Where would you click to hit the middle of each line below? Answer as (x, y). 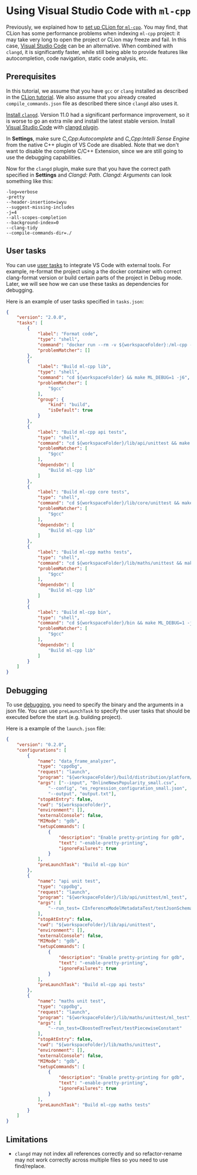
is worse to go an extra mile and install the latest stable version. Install (91, 121)
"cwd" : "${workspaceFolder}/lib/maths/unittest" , (99, 1045)
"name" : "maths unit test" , (72, 1001)
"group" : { (51, 399)
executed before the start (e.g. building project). (64, 717)
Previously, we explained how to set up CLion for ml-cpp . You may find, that (97, 27)
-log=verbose (22, 192)
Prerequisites (31, 77)
